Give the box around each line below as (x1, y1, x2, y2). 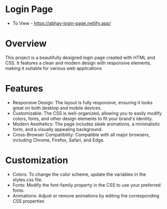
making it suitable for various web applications (5, 65, 102, 71)
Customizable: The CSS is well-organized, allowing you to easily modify (12, 110, 162, 116)
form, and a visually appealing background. (12, 126, 103, 132)
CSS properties (12, 198, 44, 204)
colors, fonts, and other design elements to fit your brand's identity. (12, 115, 153, 121)
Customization (5, 155, 68, 166)
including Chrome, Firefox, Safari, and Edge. (12, 137, 105, 143)
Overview (5, 38, 47, 49)
